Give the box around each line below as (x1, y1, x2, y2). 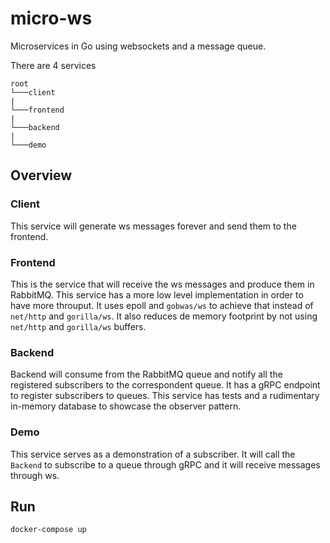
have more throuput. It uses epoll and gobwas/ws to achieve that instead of (10, 299, 314, 311)
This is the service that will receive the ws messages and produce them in (10, 278, 315, 290)
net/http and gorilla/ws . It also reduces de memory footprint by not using (10, 310, 318, 322)
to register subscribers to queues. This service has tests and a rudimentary (10, 390, 320, 402)
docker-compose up (10, 525, 87, 535)
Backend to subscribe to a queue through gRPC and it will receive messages (10, 458, 321, 471)
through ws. (10, 469, 60, 481)
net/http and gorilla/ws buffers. (10, 320, 147, 332)
